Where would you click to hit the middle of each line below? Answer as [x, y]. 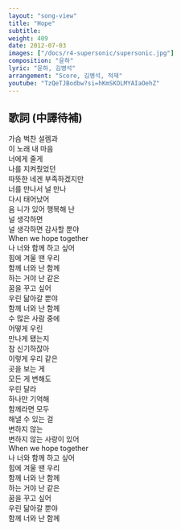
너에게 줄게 [26, 159]
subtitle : [25, 31]
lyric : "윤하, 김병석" [42, 68]
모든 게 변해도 [30, 379]
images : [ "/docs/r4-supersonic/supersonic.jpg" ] [91, 53]
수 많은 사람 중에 [34, 318]
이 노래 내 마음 [31, 149]
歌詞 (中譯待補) [45, 118]
